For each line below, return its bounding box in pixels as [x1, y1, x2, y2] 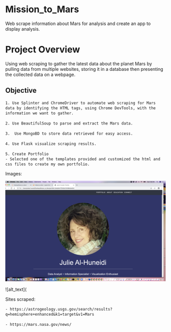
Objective [5, 86, 37, 95]
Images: [5, 170, 22, 176]
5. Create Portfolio [5, 151, 49, 157]
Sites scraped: [5, 296, 36, 302]
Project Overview [5, 44, 80, 56]
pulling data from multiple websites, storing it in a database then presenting [5, 66, 164, 72]
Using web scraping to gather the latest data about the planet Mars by [5, 60, 152, 67]
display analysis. [5, 25, 40, 32]
